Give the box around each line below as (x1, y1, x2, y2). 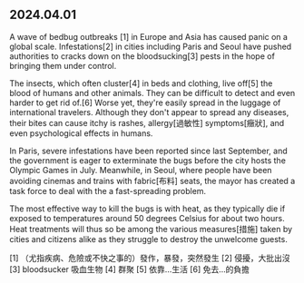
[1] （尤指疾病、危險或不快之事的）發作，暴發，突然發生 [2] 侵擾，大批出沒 (9, 252, 290, 263)
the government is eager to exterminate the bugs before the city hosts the (9, 154, 286, 166)
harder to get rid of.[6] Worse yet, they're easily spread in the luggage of (9, 97, 281, 108)
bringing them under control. (9, 60, 117, 71)
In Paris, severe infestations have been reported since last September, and (9, 145, 288, 156)
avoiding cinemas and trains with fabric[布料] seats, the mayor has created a (9, 175, 296, 186)
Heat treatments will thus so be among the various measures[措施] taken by (9, 223, 293, 234)
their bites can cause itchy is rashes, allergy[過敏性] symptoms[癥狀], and (9, 117, 285, 128)
